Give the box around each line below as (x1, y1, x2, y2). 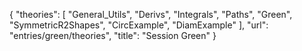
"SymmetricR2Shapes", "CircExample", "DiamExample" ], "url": (9, 19, 269, 31)
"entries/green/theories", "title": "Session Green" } (9, 30, 217, 41)
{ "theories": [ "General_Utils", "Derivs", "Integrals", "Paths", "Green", (9, 9, 293, 20)
